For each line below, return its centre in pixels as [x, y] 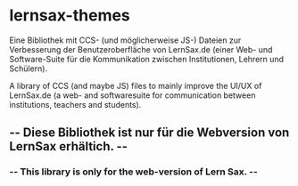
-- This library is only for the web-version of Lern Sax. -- [134, 172]
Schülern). [28, 69]
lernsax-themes [70, 16]
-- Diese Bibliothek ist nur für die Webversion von [149, 133]
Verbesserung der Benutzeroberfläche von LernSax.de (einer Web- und [141, 49]
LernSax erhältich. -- [68, 146]
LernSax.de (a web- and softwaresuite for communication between [132, 95]
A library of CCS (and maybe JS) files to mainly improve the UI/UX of [136, 85]
